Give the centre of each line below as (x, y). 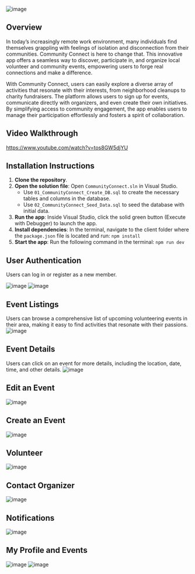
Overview (24, 27)
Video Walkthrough (42, 134)
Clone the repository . (41, 180)
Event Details (31, 349)
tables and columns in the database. (67, 198)
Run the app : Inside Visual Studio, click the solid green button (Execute (100, 217)
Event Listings (33, 304)
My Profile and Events (47, 550)
